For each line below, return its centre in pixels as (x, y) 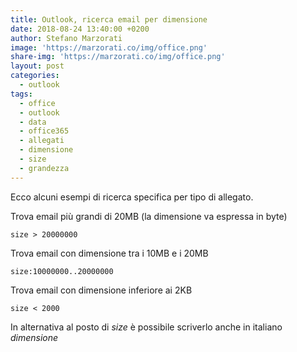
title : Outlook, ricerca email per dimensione (109, 19)
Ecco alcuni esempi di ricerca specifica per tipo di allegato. (132, 197)
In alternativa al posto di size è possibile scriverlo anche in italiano (146, 327)
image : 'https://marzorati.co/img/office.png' (109, 47)
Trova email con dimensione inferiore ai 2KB (101, 290)
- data (33, 122)
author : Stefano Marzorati (66, 38)
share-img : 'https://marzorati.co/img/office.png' (118, 57)
